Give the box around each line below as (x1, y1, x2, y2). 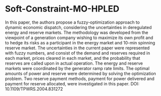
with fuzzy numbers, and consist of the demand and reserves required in (5, 50, 150, 56)
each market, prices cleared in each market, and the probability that (5, 55, 140, 61)
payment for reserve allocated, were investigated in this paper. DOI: (5, 81, 140, 86)
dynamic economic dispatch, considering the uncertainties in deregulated (5, 24, 152, 30)
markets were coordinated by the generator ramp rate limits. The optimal (5, 65, 150, 71)
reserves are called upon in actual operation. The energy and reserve (5, 60, 143, 66)
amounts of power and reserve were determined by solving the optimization (5, 70, 156, 76)
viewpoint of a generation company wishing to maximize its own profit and (5, 35, 153, 41)
